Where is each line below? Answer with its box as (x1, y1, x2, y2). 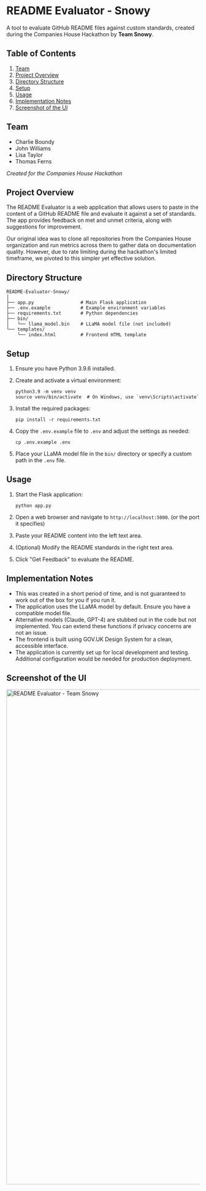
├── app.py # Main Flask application (6, 299, 147, 306)
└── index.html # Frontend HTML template (17, 332, 147, 338)
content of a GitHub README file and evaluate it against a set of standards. (6, 210, 196, 218)
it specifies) (15, 520, 45, 527)
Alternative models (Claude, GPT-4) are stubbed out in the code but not (15, 616, 197, 623)
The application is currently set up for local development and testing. (15, 648, 189, 656)
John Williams (15, 144, 51, 152)
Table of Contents (6, 49, 77, 59)
